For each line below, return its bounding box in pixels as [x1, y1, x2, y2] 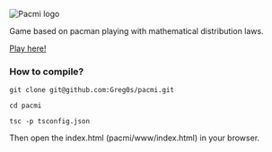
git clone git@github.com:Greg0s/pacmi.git [9, 86, 175, 95]
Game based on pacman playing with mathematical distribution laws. [9, 26, 264, 36]
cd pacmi [9, 101, 42, 111]
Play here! [9, 43, 47, 54]
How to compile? [9, 65, 84, 78]
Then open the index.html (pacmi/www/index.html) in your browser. [9, 132, 260, 143]
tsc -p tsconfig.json [9, 117, 91, 126]
